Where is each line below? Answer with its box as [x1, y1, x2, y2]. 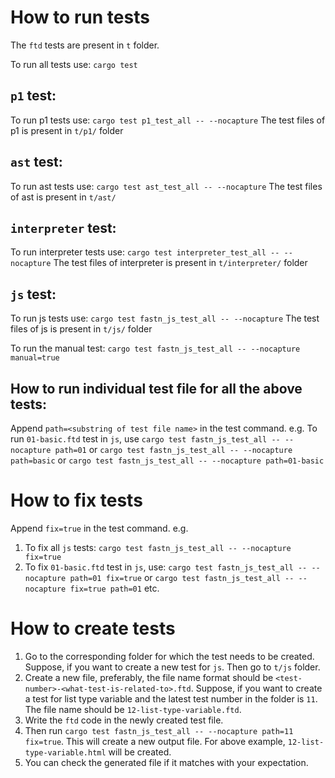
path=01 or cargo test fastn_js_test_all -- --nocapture [54, 444, 293, 455]
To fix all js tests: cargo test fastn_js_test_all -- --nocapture [24, 541, 292, 553]
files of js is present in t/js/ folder [10, 323, 153, 335]
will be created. [108, 746, 172, 758]
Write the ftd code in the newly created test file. [24, 714, 224, 726]
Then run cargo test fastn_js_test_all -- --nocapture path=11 [24, 724, 294, 736]
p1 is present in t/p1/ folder [10, 124, 124, 136]
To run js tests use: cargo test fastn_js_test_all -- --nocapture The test [10, 312, 320, 325]
